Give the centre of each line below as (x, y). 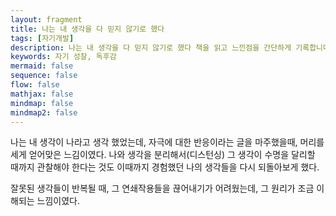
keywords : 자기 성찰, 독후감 (63, 57)
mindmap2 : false (44, 112)
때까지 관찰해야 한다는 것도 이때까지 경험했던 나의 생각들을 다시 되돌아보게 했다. (165, 167)
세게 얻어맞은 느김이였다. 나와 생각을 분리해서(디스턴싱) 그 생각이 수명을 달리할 (163, 155)
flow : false (35, 85)
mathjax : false (42, 94)
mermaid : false (42, 66)
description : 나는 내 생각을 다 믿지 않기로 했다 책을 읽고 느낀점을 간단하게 (151, 47)
